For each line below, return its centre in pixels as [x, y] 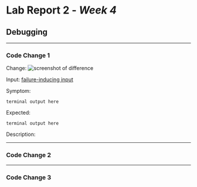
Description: [21, 134]
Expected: [18, 113]
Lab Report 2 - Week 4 [62, 10]
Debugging [27, 32]
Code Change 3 [29, 177]
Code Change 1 [28, 55]
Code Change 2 [29, 155]
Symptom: [18, 91]
